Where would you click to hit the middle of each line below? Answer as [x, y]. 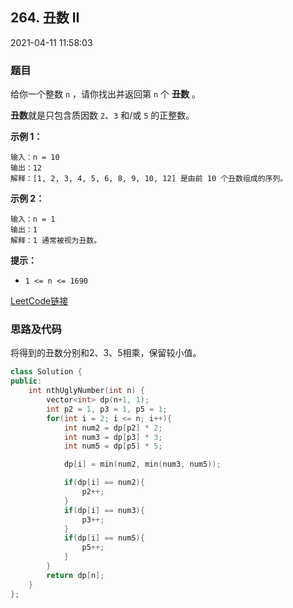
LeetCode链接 [39, 301]
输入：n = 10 [35, 158]
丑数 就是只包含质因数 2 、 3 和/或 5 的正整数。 [102, 115]
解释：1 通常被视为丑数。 [56, 241]
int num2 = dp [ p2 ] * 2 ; [113, 428]
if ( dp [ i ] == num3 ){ [104, 510]
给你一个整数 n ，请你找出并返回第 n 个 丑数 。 [105, 94]
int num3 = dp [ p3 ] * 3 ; [113, 437]
